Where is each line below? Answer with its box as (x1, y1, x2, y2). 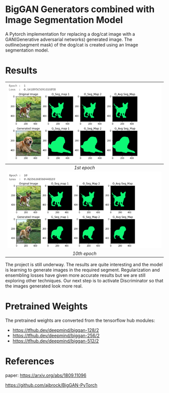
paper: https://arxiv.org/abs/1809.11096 (5, 372, 87, 378)
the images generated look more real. (5, 283, 83, 289)
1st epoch (73, 164, 96, 170)
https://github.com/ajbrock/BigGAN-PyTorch (5, 382, 98, 388)
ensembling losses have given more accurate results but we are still (5, 272, 146, 278)
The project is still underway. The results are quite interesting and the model (5, 262, 163, 267)
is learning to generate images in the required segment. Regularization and (5, 267, 160, 273)
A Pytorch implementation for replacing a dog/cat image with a (5, 31, 135, 37)
